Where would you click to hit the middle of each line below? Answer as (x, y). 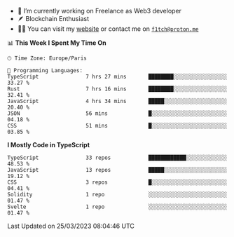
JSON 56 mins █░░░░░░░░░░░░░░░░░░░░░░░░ (117, 114)
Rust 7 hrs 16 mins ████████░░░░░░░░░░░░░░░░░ (117, 89)
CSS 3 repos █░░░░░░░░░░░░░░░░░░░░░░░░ (117, 182)
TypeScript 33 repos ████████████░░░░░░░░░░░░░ (117, 158)
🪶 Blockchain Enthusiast (53, 19)
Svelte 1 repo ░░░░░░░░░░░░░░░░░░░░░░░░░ (117, 207)
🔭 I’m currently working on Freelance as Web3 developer (99, 11)
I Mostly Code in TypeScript (48, 145)
